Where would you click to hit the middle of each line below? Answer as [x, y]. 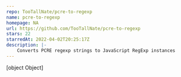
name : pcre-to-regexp [33, 17]
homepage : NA [22, 23]
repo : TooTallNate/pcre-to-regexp [49, 12]
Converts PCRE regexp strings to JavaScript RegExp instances [96, 51]
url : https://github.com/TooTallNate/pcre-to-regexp [73, 28]
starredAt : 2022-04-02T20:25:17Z [48, 39]
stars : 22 [19, 34]
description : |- [26, 45]
